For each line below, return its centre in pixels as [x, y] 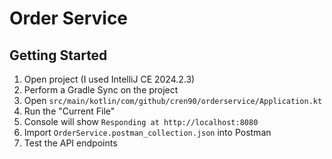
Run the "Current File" [69, 111]
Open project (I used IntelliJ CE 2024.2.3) [109, 79]
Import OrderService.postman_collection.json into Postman [147, 132]
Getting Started [58, 55]
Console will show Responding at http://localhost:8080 [141, 121]
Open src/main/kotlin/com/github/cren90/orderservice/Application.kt [173, 100]
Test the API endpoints [70, 143]
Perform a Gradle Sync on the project [101, 90]
